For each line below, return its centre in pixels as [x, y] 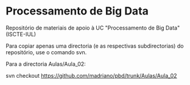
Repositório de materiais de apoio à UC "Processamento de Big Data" [93, 28]
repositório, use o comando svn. [46, 52]
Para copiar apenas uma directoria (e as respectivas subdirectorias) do [95, 46]
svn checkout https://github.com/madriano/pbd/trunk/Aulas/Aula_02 [91, 75]
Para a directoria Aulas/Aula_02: [46, 64]
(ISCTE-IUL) [21, 34]
